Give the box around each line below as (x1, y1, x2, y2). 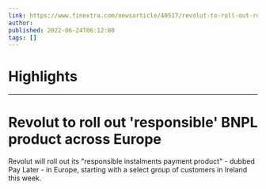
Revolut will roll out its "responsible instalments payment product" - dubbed (8, 157, 255, 166)
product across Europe (8, 130, 162, 149)
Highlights (8, 68, 78, 85)
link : (8, 11, 26, 20)
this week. (8, 173, 42, 183)
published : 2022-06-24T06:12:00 (8, 26, 115, 34)
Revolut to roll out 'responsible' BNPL (8, 114, 258, 131)
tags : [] (8, 33, 37, 42)
